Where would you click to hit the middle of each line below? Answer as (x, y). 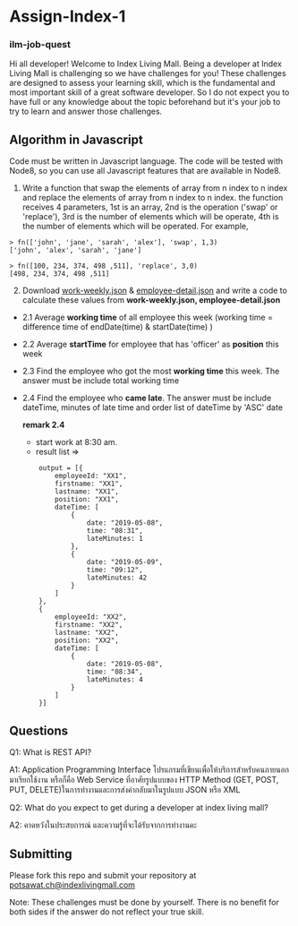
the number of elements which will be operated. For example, (135, 227)
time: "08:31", (115, 531)
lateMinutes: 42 (117, 578)
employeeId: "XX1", (91, 476)
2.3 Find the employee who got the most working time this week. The (151, 371)
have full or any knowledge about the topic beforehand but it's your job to (145, 102)
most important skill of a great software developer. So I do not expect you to (149, 92)
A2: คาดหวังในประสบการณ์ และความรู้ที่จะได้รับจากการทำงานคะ (103, 825)
